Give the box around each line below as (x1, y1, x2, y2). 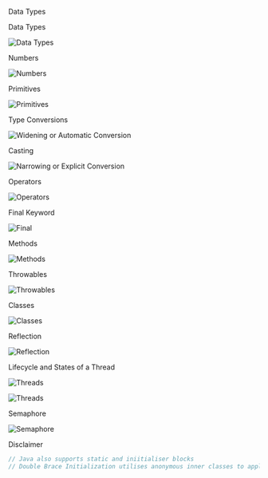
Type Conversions (8, 115, 69, 124)
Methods (8, 239, 38, 248)
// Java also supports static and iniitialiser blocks (8, 455, 195, 463)
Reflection (8, 331, 42, 341)
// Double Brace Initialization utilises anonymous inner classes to (8, 462, 245, 470)
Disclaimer (8, 440, 44, 449)
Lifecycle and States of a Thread (8, 362, 116, 372)
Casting (8, 146, 34, 155)
